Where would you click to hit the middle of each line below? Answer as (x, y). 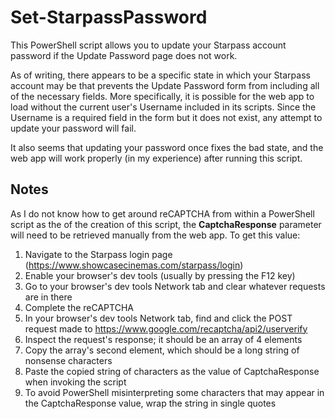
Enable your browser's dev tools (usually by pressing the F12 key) (160, 275)
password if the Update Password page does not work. (124, 55)
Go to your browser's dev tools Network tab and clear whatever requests (175, 286)
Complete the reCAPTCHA (79, 307)
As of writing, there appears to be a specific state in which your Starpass (160, 75)
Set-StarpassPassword (109, 17)
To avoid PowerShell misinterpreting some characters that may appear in (174, 392)
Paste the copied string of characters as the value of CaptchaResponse (172, 371)
